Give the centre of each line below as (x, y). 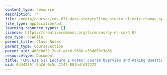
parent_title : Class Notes (33, 42)
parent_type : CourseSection (34, 46)
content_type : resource (30, 10)
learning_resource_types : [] (35, 28)
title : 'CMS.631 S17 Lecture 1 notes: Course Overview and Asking (75, 60)
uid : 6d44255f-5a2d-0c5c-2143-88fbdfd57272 (51, 65)
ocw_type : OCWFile (24, 37)
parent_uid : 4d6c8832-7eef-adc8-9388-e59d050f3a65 (59, 51)
